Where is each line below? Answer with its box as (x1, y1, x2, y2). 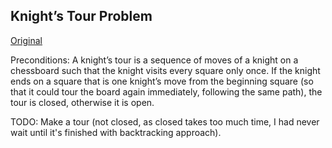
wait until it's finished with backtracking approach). (10, 126, 222, 138)
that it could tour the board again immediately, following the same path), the (10, 85, 323, 98)
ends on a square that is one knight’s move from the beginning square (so (10, 75, 314, 87)
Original (10, 34, 43, 46)
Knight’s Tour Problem (10, 8, 153, 25)
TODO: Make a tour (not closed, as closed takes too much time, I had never (10, 115, 320, 128)
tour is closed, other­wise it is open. (10, 96, 155, 108)
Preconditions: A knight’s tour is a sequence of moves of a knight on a (10, 54, 299, 66)
